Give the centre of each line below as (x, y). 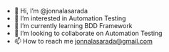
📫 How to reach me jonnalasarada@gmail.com (83, 41)
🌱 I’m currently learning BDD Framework (73, 26)
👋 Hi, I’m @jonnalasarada (51, 11)
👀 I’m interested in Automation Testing (70, 18)
